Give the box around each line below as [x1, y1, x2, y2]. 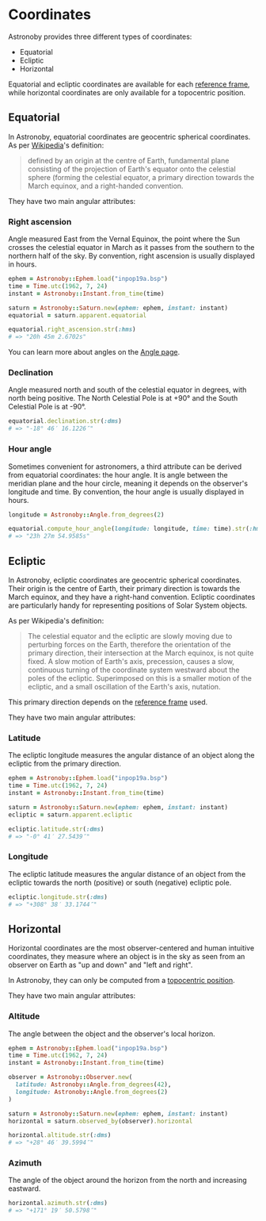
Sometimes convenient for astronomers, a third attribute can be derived [8, 462, 242, 471]
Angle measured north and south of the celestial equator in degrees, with [8, 385, 247, 394]
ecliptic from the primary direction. [8, 759, 121, 769]
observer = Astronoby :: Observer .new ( [8, 1073, 133, 1081]
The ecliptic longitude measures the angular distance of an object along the [8, 751, 255, 760]
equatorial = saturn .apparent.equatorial [8, 311, 147, 319]
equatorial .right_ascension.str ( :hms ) [8, 325, 136, 334]
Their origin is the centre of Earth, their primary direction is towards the [8, 583, 241, 593]
